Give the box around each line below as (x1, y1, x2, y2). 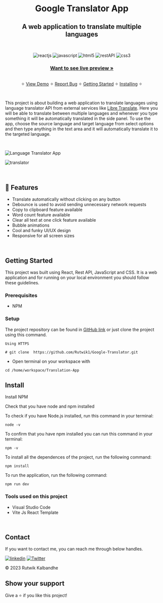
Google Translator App (35, 3, 129, 14)
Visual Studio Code (12, 504, 51, 510)
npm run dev (5, 482, 29, 487)
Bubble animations (12, 222, 50, 228)
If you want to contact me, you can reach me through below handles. (5, 546, 144, 552)
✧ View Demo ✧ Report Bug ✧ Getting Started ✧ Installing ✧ (21, 81, 143, 87)
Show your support (5, 579, 65, 587)
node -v (5, 422, 21, 427)
